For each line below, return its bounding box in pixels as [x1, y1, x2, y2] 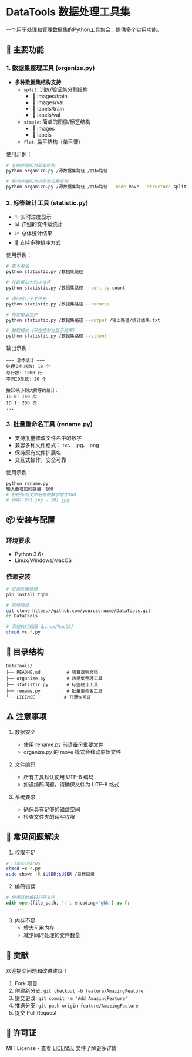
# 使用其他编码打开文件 [6, 895, 56, 900]
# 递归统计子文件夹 [6, 295, 47, 301]
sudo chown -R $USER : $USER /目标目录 [6, 872, 95, 877]
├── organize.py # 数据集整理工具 [6, 675, 103, 682]
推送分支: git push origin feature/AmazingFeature [14, 1002, 139, 1009]
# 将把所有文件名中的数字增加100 [6, 492, 76, 498]
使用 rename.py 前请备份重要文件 [23, 741, 104, 748]
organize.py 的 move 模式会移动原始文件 [23, 748, 122, 755]
